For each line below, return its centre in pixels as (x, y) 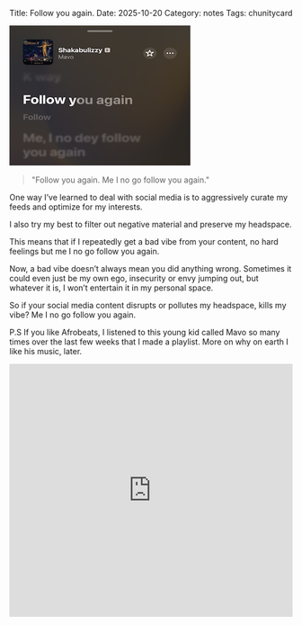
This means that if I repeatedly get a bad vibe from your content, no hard (144, 241)
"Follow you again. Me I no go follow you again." (120, 180)
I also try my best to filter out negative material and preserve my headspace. (151, 224)
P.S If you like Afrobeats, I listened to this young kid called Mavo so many (145, 332)
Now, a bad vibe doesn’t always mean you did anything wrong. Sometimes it (151, 268)
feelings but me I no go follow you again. (84, 251)
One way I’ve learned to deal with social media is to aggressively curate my (149, 197)
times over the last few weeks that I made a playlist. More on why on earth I (149, 342)
